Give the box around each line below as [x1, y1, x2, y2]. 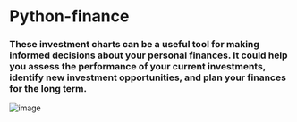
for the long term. [9, 83, 88, 95]
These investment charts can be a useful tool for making [9, 38, 259, 51]
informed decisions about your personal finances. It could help [9, 49, 288, 61]
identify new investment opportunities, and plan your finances [9, 71, 286, 84]
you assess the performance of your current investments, [9, 61, 267, 73]
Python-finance [9, 6, 130, 27]
